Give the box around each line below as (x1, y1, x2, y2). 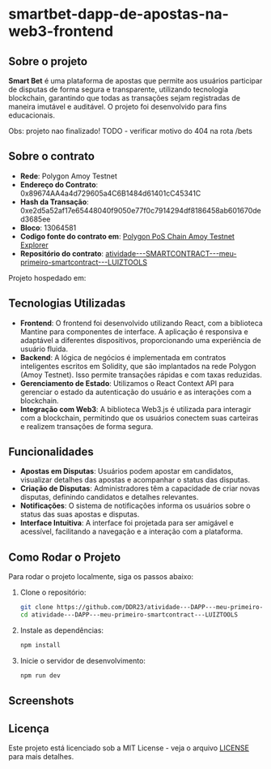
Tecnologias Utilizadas (8, 297, 126, 311)
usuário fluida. (19, 344, 69, 354)
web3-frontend (8, 22, 114, 41)
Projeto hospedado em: (8, 273, 87, 282)
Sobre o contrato (8, 149, 95, 163)
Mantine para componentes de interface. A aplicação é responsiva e (19, 326, 248, 337)
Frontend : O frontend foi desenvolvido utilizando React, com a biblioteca (19, 318, 263, 328)
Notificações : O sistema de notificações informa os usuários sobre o (19, 500, 251, 511)
